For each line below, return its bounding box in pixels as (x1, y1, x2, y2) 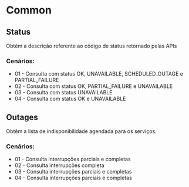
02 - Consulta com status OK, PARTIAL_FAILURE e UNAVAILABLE (14, 83, 173, 90)
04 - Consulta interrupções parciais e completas (14, 174, 132, 182)
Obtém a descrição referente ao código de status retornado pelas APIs (6, 42, 177, 49)
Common (6, 4, 52, 17)
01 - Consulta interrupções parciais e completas (14, 156, 131, 163)
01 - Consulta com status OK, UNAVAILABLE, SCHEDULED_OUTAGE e (14, 70, 184, 77)
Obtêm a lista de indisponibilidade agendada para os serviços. (6, 128, 157, 135)
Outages (6, 112, 38, 122)
